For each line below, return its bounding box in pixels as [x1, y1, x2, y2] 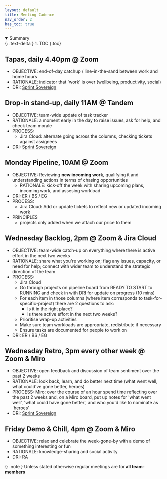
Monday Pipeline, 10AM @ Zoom [5, 158, 109, 167]
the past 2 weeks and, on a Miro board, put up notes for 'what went [12, 394, 151, 400]
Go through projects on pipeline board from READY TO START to [19, 284, 153, 290]
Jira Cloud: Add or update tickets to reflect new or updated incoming [19, 203, 161, 209]
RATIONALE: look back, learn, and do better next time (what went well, [12, 378, 158, 384]
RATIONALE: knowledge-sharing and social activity [12, 449, 118, 455]
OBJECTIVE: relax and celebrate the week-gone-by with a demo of [12, 438, 151, 444]
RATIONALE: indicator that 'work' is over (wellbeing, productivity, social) [12, 79, 161, 85]
